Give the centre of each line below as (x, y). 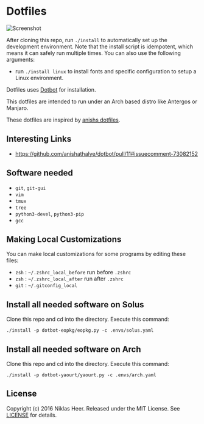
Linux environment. (39, 78)
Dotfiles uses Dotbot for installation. (51, 89)
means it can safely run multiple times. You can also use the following (94, 53)
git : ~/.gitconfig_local (46, 285)
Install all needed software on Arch (74, 349)
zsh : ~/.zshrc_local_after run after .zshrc (69, 279)
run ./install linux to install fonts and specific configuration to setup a (106, 71)
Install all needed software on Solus (75, 305)
